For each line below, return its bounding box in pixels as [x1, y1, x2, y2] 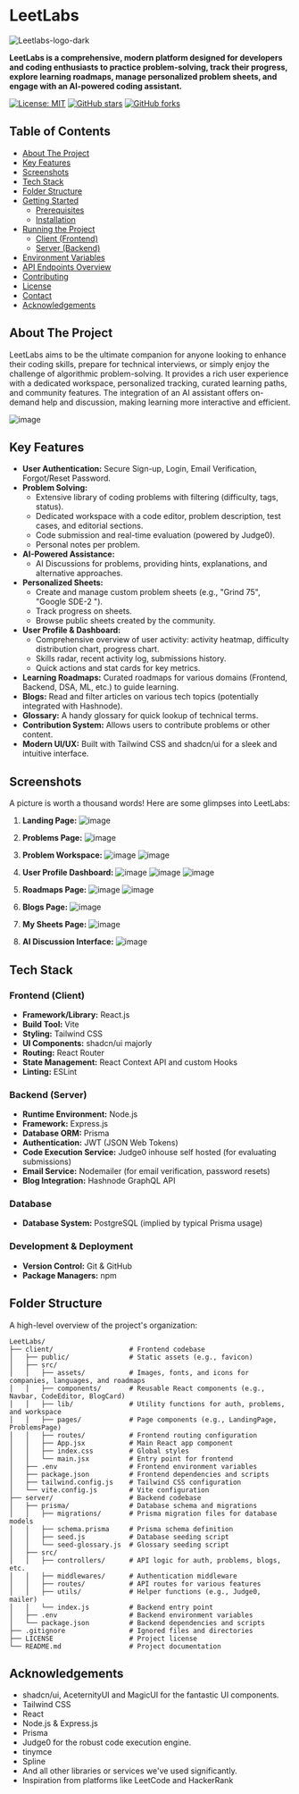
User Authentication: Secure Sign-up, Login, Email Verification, [21, 464, 257, 474]
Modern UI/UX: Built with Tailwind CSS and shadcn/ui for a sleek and [21, 739, 278, 750]
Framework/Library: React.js [21, 1009, 130, 1019]
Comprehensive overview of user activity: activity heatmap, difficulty [35, 634, 289, 645]
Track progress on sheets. [35, 606, 132, 616]
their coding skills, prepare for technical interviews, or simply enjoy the [9, 358, 270, 369]
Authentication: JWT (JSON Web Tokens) [21, 1137, 179, 1148]
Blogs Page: [21, 901, 69, 912]
